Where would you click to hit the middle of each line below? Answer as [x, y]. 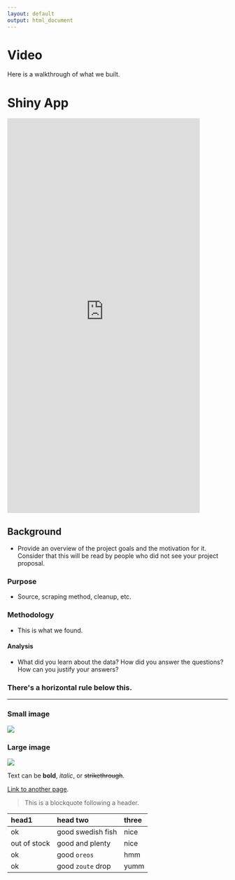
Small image [29, 714]
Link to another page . [38, 789]
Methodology [31, 615]
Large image [29, 747]
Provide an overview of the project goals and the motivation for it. [112, 549]
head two [73, 820]
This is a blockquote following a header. [81, 802]
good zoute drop [84, 866]
